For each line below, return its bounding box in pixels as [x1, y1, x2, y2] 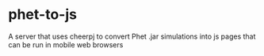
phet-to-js [8, 6, 78, 24]
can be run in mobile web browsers [8, 39, 124, 49]
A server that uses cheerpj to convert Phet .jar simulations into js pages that [8, 32, 256, 41]
